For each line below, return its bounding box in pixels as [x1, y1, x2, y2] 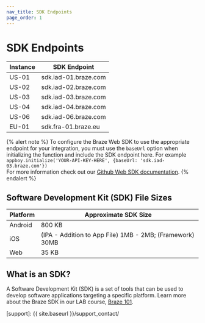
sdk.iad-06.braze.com [41, 113, 106, 121]
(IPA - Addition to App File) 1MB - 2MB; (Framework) [40, 231, 195, 240]
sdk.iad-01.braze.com [41, 73, 106, 82]
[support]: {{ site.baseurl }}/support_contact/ [6, 310, 120, 318]
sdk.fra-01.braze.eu [41, 122, 101, 131]
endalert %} [6, 175, 37, 182]
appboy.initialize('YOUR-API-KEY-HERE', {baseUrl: [6, 158, 138, 164]
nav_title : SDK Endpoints [6, 9, 72, 15]
